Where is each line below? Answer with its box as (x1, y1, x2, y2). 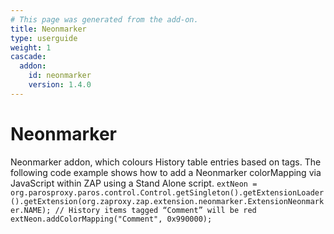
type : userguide (10, 33, 78, 43)
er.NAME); (10, 205, 52, 215)
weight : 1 (10, 42, 52, 53)
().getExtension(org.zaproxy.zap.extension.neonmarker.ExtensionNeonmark (10, 196, 325, 206)
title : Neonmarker (10, 24, 87, 34)
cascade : (10, 52, 47, 62)
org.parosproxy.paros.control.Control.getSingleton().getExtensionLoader (10, 187, 325, 198)
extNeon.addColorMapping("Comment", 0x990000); (10, 214, 213, 224)
